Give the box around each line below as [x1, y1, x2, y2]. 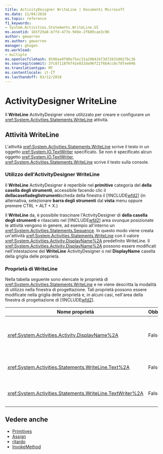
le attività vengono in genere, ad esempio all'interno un [5, 222, 115, 228]
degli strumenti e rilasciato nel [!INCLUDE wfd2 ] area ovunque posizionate [5, 217, 154, 223]
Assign [12, 433, 26, 439]
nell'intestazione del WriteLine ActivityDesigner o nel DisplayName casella [5, 248, 155, 254]
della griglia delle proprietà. [5, 253, 60, 259]
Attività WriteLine [5, 131, 59, 139]
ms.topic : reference [5, 16, 47, 21]
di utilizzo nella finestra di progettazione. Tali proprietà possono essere [5, 287, 147, 293]
